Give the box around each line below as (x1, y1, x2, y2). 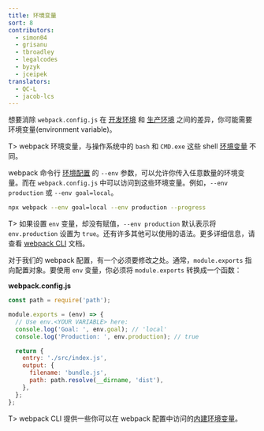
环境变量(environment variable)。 (8, 125, 117, 134)
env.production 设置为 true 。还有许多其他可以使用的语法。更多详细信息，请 (8, 229, 255, 238)
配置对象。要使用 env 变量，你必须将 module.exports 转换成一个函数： (14, 265, 242, 275)
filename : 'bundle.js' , (28, 369, 108, 377)
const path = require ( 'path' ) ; (8, 297, 111, 305)
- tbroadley (15, 48, 55, 56)
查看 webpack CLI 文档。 (8, 238, 89, 249)
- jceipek (15, 70, 47, 78)
